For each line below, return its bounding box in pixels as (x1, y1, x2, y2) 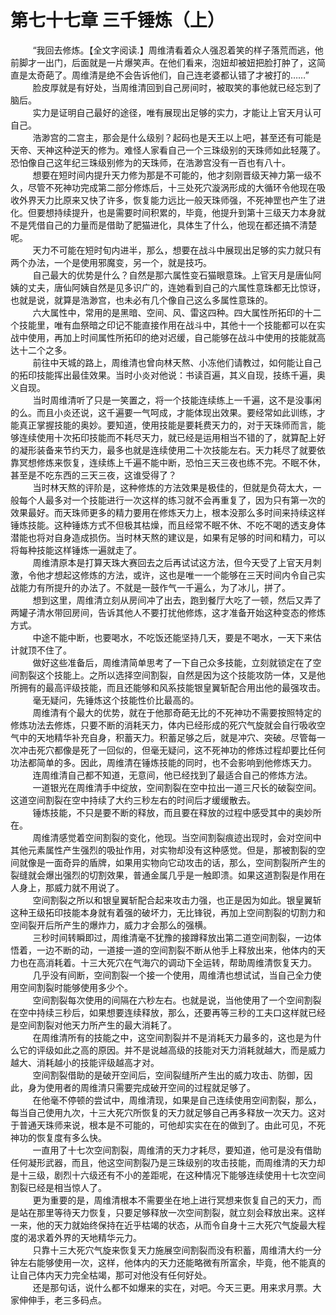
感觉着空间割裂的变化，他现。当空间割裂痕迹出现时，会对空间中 (58, 831, 322, 843)
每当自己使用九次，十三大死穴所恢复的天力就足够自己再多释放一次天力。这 (10, 1106, 317, 1118)
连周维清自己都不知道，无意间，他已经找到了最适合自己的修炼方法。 (32, 769, 313, 781)
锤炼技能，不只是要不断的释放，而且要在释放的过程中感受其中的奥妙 (32, 806, 313, 818)
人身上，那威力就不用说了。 (10, 881, 125, 893)
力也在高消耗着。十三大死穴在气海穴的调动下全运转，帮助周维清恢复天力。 (10, 956, 317, 968)
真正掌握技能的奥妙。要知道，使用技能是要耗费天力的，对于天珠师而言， (18, 419, 317, 431)
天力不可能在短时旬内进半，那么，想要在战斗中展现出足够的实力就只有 (32, 244, 322, 256)
